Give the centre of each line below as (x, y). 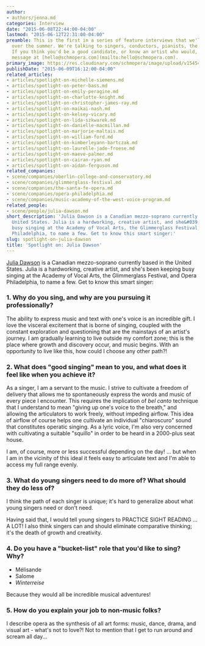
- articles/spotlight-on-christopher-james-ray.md (72, 103)
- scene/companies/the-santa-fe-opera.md (60, 188)
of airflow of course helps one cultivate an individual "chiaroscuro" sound (99, 420)
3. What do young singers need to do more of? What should (96, 480)
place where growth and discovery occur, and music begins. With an (92, 344)
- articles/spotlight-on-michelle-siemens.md (65, 80)
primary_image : (26, 63)
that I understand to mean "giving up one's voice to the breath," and (92, 408)
